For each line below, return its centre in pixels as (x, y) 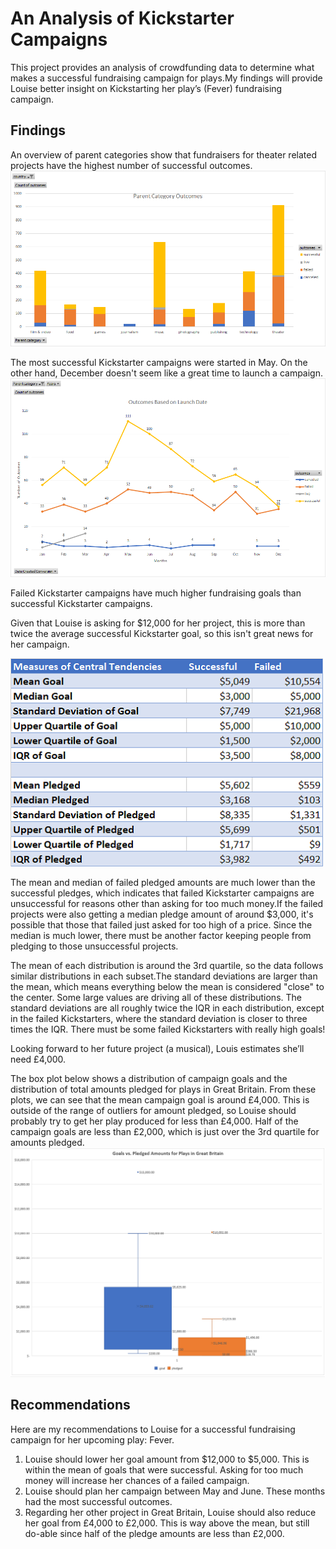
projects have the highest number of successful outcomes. (131, 165)
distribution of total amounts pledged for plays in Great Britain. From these (163, 1089)
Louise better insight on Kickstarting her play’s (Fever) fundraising (146, 88)
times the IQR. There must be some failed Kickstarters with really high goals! (168, 1029)
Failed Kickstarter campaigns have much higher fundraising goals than (156, 593)
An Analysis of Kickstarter (122, 18)
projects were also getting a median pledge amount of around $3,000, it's (162, 914)
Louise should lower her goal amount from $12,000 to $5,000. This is (167, 1459)
